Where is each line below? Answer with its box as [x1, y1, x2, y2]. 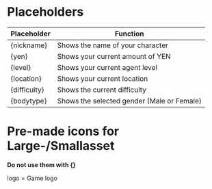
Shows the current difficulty [57, 85, 147, 94]
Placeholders [7, 4, 84, 20]
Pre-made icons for [7, 124, 120, 139]
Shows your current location [57, 73, 148, 83]
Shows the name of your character [57, 40, 169, 50]
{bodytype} [10, 96, 47, 105]
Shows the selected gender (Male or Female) [57, 96, 202, 105]
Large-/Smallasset [7, 138, 115, 154]
